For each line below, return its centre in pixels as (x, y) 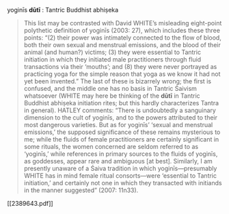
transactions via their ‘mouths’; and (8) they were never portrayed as (120, 67)
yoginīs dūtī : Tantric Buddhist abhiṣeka (63, 10)
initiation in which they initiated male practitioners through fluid (112, 59)
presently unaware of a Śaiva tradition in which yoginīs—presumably (120, 168)
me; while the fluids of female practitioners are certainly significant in (121, 139)
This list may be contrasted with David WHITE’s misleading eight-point (123, 23)
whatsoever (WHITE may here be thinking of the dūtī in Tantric (112, 96)
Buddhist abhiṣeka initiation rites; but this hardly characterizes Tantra (121, 103)
